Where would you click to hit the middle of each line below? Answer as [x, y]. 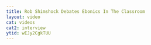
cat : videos [20, 22]
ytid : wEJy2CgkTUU [28, 33]
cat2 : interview [26, 28]
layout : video [23, 17]
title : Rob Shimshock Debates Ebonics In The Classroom [75, 11]
